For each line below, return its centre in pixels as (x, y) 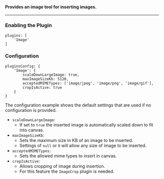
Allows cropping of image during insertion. (62, 166)
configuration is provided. (31, 110)
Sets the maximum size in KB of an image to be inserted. (76, 140)
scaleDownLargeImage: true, (51, 75)
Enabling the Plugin (29, 25)
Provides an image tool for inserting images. (51, 7)
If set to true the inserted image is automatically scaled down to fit (86, 125)
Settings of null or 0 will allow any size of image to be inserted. (83, 145)
